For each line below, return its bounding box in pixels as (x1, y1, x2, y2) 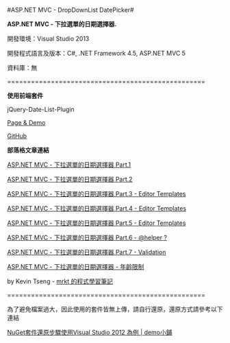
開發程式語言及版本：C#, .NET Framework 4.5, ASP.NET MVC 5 (7, 49, 186, 57)
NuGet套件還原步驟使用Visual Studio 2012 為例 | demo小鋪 (7, 329, 172, 336)
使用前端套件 (7, 92, 43, 99)
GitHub (7, 132, 27, 140)
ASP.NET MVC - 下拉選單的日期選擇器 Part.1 (7, 161, 131, 169)
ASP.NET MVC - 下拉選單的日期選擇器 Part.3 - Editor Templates (7, 190, 186, 198)
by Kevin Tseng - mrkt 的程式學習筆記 (7, 277, 114, 285)
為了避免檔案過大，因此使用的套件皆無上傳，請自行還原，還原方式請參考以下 (7, 305, 223, 313)
